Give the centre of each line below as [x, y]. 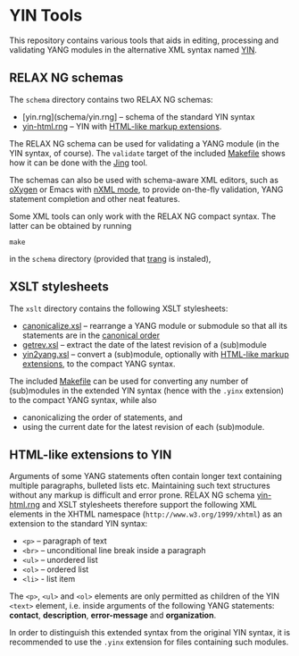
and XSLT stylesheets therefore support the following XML [149, 505]
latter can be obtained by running [71, 225]
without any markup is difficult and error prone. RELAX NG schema [132, 495]
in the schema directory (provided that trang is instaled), [110, 258]
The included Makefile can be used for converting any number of [129, 381]
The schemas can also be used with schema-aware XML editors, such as [144, 180]
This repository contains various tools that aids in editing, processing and [144, 40]
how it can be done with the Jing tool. [79, 163]
